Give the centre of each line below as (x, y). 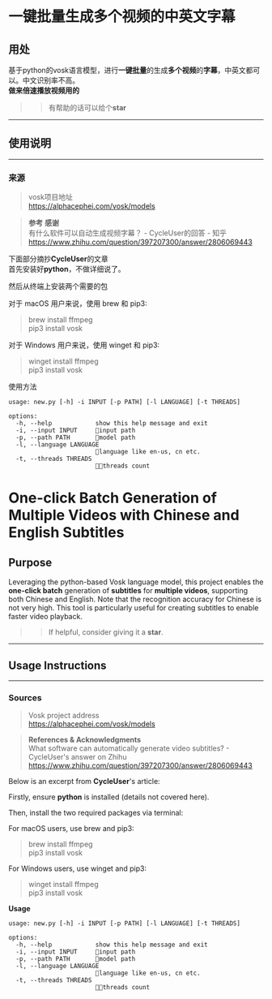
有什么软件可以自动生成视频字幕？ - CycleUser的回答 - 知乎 (127, 233)
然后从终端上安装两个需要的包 (58, 286)
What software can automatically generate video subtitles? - (129, 748)
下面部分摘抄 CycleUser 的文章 (59, 259)
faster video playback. (46, 617)
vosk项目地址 (50, 197)
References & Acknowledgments (85, 740)
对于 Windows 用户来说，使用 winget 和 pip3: (84, 345)
